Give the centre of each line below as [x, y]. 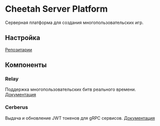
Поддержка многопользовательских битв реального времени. [70, 89]
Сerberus [17, 107]
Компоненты [26, 65]
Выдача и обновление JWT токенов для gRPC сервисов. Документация [80, 118]
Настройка [23, 38]
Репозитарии [19, 49]
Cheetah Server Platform [57, 9]
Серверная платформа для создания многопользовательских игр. [74, 22]
